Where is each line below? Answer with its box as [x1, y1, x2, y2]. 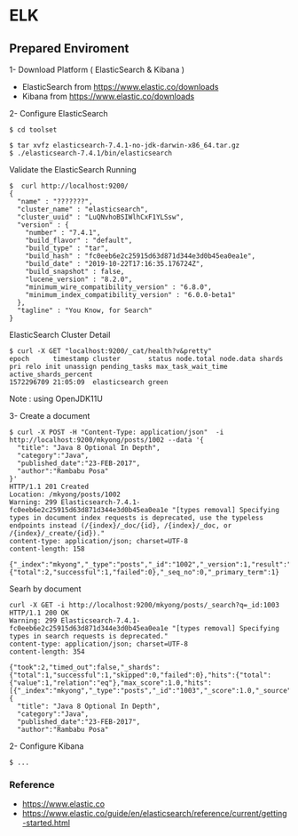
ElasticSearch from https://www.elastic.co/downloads [21, 82, 219, 92]
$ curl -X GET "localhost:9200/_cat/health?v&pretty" [9, 347, 213, 356]
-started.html [21, 817, 71, 828]
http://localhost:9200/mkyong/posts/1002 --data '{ [9, 436, 204, 445]
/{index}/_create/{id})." [9, 529, 105, 538]
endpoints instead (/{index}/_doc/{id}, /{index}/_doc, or [9, 521, 232, 530]
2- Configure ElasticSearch [9, 109, 108, 118]
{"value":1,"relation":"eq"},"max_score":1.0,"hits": [9, 679, 213, 687]
